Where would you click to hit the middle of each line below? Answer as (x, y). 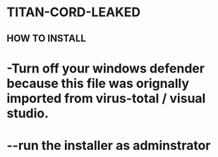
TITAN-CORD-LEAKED (74, 12)
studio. (28, 113)
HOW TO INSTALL (46, 38)
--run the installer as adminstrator (109, 145)
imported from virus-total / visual (106, 98)
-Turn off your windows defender (106, 68)
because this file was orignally (98, 83)
